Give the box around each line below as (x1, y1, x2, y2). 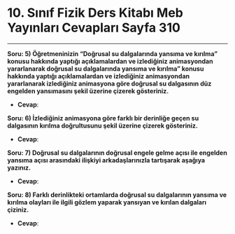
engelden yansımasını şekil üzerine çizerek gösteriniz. (7, 86, 169, 95)
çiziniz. (7, 205, 29, 214)
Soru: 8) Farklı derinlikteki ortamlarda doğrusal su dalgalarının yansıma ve (7, 191, 227, 199)
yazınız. (7, 163, 31, 172)
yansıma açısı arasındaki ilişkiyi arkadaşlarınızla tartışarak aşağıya (7, 156, 205, 164)
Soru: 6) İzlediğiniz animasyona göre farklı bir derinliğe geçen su (7, 113, 199, 122)
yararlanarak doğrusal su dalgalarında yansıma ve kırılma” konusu (7, 64, 204, 73)
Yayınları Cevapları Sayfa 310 (7, 20, 180, 36)
